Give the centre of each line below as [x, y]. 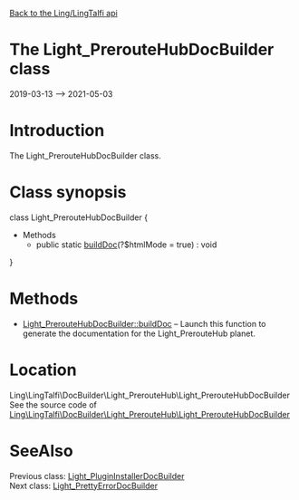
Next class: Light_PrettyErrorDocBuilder [84, 486]
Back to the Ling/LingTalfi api [63, 13]
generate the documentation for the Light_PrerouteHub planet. [139, 333]
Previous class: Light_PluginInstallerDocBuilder [97, 476]
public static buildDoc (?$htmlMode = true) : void [126, 245]
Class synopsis [68, 192]
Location [43, 370]
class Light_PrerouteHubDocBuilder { [78, 217]
